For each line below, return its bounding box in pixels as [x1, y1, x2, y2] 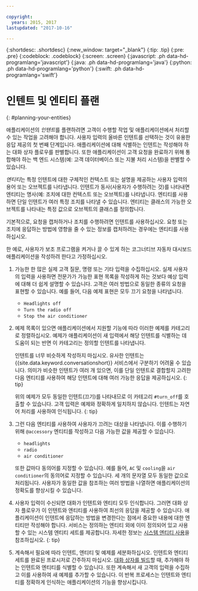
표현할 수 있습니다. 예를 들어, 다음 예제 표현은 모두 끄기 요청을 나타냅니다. [14, 288, 183, 295]
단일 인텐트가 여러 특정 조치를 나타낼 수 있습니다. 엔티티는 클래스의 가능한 [17, 198, 186, 205]
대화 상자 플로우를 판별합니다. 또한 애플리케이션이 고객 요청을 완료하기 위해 [12, 149, 184, 156]
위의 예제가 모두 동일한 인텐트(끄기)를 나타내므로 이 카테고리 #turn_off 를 [14, 393, 183, 400]
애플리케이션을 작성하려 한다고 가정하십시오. [6, 253, 108, 260]
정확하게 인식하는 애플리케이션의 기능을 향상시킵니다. [25, 579, 148, 586]
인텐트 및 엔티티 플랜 [6, 94, 99, 107]
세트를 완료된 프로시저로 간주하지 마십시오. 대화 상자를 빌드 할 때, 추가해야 [14, 557, 184, 564]
